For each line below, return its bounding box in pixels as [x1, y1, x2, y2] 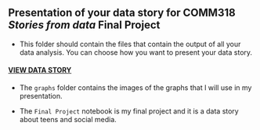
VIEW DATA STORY [8, 66, 72, 75]
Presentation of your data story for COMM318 [8, 6, 237, 20]
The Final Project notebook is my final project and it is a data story [19, 107, 239, 116]
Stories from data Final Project [8, 19, 161, 32]
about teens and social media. [19, 115, 117, 125]
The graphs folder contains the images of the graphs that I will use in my [19, 83, 252, 92]
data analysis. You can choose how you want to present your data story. [19, 47, 253, 57]
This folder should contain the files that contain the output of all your [19, 39, 241, 49]
